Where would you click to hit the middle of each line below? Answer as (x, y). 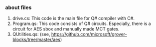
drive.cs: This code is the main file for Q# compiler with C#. (73, 18)
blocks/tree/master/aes (36, 39)
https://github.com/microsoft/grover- (89, 34)
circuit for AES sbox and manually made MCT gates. (66, 29)
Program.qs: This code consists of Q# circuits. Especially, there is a (81, 23)
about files (18, 7)
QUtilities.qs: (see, (31, 34)
